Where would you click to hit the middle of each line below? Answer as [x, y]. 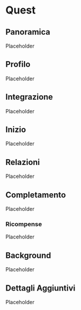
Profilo [18, 64]
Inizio [16, 130]
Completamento [36, 195]
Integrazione [29, 97]
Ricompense [24, 224]
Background [28, 255]
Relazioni [23, 162]
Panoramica [28, 32]
